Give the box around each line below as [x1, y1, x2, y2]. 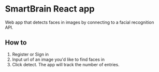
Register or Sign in [12, 51, 49, 57]
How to [5, 39, 27, 47]
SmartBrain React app [5, 3, 95, 14]
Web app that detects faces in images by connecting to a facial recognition [5, 19, 154, 25]
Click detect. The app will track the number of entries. [12, 61, 120, 67]
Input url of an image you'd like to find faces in [12, 57, 105, 62]
